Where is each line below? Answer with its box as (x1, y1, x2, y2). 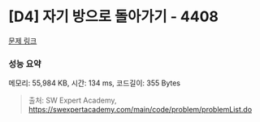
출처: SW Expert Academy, (28, 95, 117, 106)
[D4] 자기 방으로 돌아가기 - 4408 (8, 7, 219, 26)
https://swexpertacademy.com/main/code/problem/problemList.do (28, 105, 253, 115)
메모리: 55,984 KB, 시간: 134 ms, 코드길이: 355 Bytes (8, 78, 181, 88)
